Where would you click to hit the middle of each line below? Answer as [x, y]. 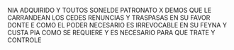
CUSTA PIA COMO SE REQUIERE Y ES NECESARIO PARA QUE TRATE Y [111, 32]
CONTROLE [24, 40]
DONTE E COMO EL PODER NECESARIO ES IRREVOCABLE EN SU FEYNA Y [117, 25]
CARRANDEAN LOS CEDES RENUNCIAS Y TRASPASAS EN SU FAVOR [109, 18]
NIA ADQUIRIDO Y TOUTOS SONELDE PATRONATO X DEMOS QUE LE [110, 10]
